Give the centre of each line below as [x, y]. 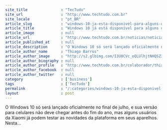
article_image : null [40, 33]
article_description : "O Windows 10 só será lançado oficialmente [82, 47]
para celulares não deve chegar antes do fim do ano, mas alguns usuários [81, 113]
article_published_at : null [40, 42]
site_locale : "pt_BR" [43, 19]
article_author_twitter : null [40, 75]
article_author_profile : [34, 65]
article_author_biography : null [40, 61]
